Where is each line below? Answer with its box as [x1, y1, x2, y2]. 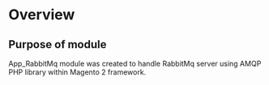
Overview [8, 6, 75, 24]
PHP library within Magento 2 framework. [8, 67, 147, 77]
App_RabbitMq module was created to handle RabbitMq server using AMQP [8, 59, 262, 68]
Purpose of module [8, 38, 107, 51]
